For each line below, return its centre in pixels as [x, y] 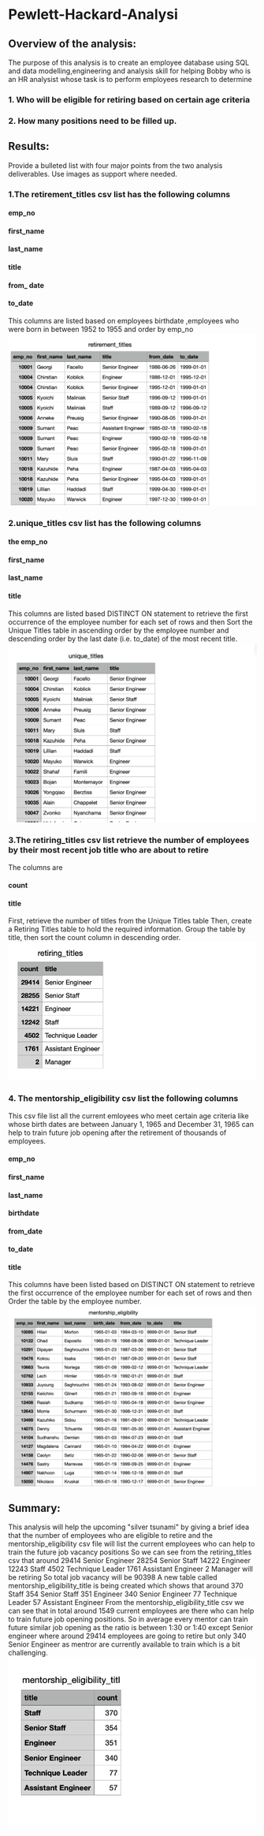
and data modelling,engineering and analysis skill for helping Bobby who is [129, 71]
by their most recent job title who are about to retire [108, 850]
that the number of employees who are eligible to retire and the [111, 1536]
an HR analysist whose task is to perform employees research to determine [130, 79]
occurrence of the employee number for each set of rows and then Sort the [130, 621]
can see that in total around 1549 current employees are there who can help [131, 1611]
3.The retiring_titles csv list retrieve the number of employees [129, 840]
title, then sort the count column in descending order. [95, 938]
